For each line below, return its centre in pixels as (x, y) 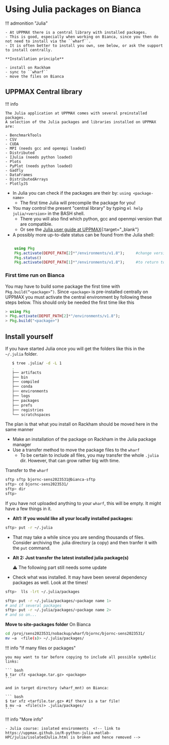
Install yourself (29, 336)
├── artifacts (27, 372)
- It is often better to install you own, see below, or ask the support (84, 46)
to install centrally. (29, 50)
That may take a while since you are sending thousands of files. (78, 537)
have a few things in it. (28, 509)
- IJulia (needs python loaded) (39, 157)
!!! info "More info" (24, 719)
